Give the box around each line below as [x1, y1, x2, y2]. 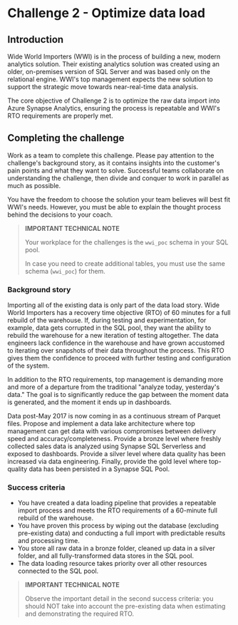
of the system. [7, 361, 50, 370]
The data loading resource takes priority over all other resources [17, 559, 207, 568]
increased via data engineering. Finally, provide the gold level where [7, 458, 208, 466]
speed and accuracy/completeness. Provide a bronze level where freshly [7, 435, 222, 443]
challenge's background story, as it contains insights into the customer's [7, 158, 220, 167]
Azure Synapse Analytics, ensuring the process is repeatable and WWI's [7, 104, 221, 112]
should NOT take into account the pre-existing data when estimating [24, 602, 226, 611]
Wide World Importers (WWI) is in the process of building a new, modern [7, 52, 221, 61]
